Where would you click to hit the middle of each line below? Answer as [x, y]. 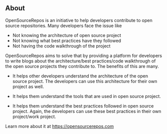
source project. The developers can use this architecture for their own [85, 81]
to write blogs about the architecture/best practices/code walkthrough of [81, 61]
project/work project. [34, 116]
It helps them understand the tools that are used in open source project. [87, 96]
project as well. [28, 86]
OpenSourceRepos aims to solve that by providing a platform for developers [83, 55]
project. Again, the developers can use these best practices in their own [87, 111]
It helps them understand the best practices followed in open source [83, 106]
